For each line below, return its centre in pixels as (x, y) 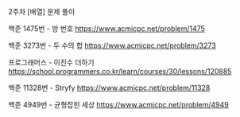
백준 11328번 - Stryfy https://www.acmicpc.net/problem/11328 (109, 88)
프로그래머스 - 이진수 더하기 (51, 62)
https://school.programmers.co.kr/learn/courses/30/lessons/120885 (120, 71)
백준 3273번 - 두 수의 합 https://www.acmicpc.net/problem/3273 (112, 45)
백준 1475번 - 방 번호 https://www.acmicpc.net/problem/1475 (106, 29)
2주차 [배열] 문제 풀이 (42, 12)
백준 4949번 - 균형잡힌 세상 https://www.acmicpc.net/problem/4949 (118, 105)
